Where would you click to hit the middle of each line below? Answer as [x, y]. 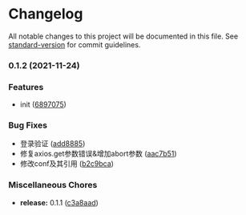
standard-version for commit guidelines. [75, 44]
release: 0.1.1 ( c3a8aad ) [59, 202]
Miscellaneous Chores [53, 185]
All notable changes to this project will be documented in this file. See [123, 36]
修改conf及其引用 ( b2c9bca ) [67, 164]
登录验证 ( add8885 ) [52, 144]
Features [26, 87]
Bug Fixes [28, 125]
